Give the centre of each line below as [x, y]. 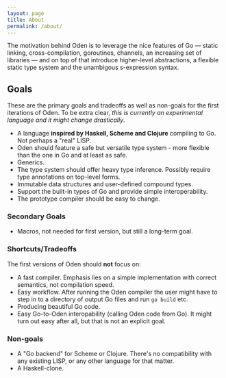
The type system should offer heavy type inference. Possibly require [114, 170]
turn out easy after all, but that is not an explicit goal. [91, 321]
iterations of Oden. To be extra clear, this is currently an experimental [105, 113]
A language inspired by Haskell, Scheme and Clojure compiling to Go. [116, 134]
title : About [26, 20]
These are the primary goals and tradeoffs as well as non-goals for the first [113, 105]
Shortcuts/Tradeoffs [42, 249]
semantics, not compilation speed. [65, 284]
